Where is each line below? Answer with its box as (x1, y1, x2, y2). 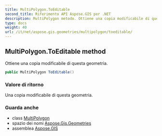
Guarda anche (5, 104, 39, 111)
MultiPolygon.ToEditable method (5, 47, 106, 56)
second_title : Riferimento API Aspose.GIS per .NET (5, 12, 111, 16)
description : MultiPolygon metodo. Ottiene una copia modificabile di (5, 16, 150, 21)
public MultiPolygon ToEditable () (5, 70, 75, 75)
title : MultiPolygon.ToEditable (5, 7, 70, 12)
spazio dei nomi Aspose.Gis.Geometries (12, 121, 92, 126)
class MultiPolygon (12, 115, 50, 121)
